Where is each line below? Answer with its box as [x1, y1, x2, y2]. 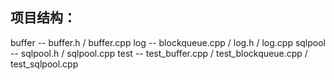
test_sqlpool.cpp [10, 58, 79, 70]
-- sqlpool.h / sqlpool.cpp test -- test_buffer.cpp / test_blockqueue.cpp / [10, 47, 308, 59]
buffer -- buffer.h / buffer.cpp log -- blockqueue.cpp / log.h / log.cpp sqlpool [10, 36, 327, 48]
